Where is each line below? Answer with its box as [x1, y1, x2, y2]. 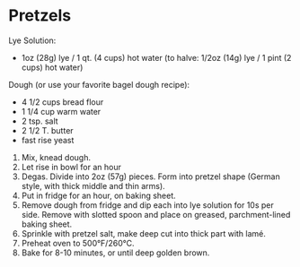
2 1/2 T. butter [21, 125, 74, 135]
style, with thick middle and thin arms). [21, 180, 165, 191]
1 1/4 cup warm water [21, 106, 101, 116]
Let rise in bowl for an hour [21, 161, 122, 172]
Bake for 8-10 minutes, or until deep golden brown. [21, 247, 210, 258]
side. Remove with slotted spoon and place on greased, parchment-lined [21, 209, 291, 220]
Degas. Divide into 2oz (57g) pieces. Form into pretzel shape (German [21, 171, 280, 182]
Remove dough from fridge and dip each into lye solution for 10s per [21, 199, 275, 211]
